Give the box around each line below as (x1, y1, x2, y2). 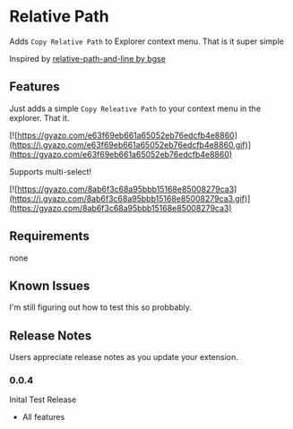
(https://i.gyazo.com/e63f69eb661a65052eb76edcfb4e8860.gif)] (9, 139, 252, 150)
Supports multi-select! (9, 166, 92, 176)
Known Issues (9, 278, 90, 293)
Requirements (9, 228, 90, 244)
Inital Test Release (9, 394, 77, 405)
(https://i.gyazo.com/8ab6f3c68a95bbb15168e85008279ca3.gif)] (9, 193, 251, 203)
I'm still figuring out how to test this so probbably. (9, 302, 193, 313)
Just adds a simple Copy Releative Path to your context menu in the (9, 103, 262, 114)
